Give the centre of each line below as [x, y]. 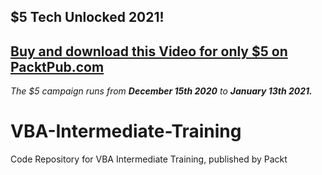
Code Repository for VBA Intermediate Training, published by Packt [149, 159]
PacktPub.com [57, 66]
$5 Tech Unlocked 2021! [87, 17]
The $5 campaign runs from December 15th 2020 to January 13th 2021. [161, 91]
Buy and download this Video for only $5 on [149, 51]
